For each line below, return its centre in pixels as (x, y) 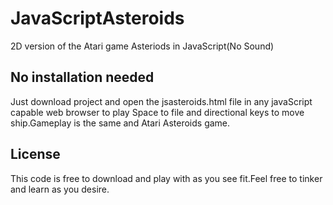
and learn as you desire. (60, 189)
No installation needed (82, 77)
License (35, 154)
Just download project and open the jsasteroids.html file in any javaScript (161, 101)
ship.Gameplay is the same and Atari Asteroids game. (120, 123)
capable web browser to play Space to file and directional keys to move (157, 112)
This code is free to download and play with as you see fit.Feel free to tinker (166, 178)
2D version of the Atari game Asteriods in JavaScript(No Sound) (142, 46)
